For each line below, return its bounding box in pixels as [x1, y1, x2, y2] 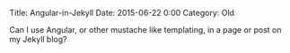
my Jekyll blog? [9, 34, 67, 44]
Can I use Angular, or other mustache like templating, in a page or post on [9, 25, 282, 34]
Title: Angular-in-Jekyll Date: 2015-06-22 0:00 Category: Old [9, 8, 235, 18]
